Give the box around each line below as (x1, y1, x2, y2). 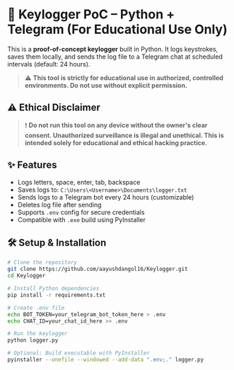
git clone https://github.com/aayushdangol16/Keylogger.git (7, 265, 189, 273)
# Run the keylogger (7, 330, 69, 337)
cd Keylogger (7, 272, 46, 279)
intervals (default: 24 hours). (7, 59, 90, 68)
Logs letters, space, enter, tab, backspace (17, 178, 141, 186)
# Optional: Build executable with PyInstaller (7, 349, 151, 357)
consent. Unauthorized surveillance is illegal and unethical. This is (24, 131, 224, 139)
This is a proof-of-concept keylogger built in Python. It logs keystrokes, (7, 45, 218, 53)
